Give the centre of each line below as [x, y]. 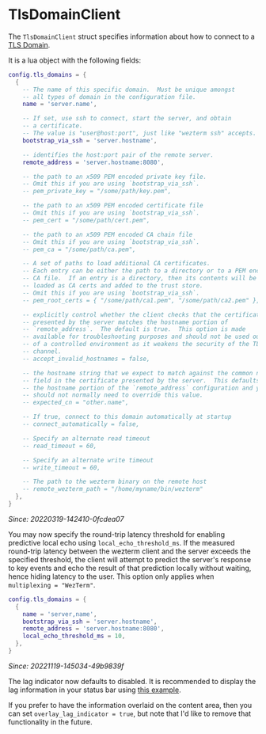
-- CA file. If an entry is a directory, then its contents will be [140, 279]
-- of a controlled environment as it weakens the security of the [136, 344]
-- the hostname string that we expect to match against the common [138, 373]
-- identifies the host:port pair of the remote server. [118, 155]
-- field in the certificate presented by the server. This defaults [141, 380]
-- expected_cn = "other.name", [76, 403]
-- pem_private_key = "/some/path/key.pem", [97, 192]
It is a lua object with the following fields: [74, 60]
